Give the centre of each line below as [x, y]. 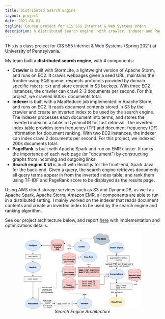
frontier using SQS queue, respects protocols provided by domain [79, 81]
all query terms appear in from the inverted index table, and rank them [83, 175]
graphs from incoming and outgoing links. [55, 159]
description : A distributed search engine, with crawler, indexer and [79, 31]
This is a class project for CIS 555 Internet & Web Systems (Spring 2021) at [81, 46]
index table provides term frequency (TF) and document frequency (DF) [85, 128]
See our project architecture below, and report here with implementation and [82, 220]
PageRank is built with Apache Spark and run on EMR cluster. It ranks [83, 149]
